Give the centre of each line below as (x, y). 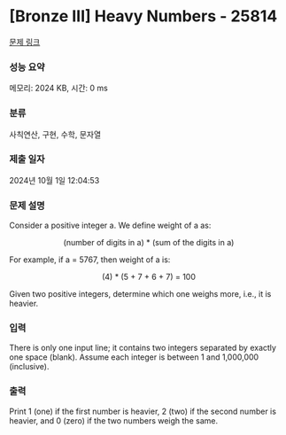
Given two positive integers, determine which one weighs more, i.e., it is (140, 294)
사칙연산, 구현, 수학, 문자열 (55, 134)
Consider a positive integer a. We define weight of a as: (110, 225)
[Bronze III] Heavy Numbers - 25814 (143, 16)
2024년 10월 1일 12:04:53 (54, 180)
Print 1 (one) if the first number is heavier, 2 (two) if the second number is (143, 411)
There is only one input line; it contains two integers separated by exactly (143, 348)
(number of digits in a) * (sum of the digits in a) (149, 243)
